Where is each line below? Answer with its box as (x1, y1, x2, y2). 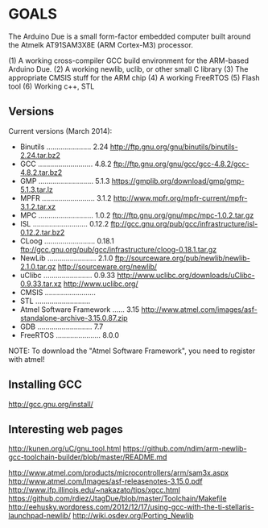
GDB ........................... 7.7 (19, 322, 104, 331)
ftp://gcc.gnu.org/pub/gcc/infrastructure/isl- (110, 218, 258, 228)
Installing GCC (8, 378, 82, 392)
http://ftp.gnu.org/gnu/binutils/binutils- (109, 142, 239, 152)
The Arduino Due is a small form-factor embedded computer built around (8, 31, 251, 41)
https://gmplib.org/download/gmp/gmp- (111, 176, 245, 185)
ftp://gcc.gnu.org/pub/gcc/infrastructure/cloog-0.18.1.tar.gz (19, 244, 217, 254)
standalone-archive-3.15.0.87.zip (19, 313, 128, 322)
